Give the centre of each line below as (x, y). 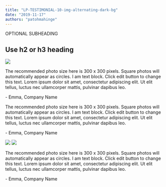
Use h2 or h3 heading (39, 49)
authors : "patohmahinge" (31, 19)
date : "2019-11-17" (26, 15)
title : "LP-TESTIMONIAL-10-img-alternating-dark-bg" (62, 10)
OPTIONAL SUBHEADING (32, 34)
